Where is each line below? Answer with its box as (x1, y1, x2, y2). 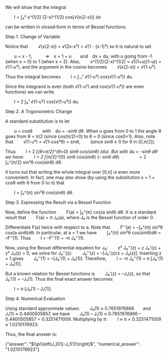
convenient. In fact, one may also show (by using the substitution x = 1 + (5, 174, 155, 180)
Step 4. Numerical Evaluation (5, 295, 65, 301)
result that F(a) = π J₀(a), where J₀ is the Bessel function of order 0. (5, 215, 154, 220)
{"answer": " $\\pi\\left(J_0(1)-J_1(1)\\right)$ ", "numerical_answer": (5, 341, 140, 347)
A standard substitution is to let (5, 118, 70, 124)
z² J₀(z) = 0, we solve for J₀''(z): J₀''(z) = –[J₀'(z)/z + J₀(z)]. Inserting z (5, 250, 162, 256)
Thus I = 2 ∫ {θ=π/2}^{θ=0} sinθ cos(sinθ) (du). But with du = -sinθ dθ (5, 148, 157, 155)
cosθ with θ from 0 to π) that (5, 180, 64, 186)
